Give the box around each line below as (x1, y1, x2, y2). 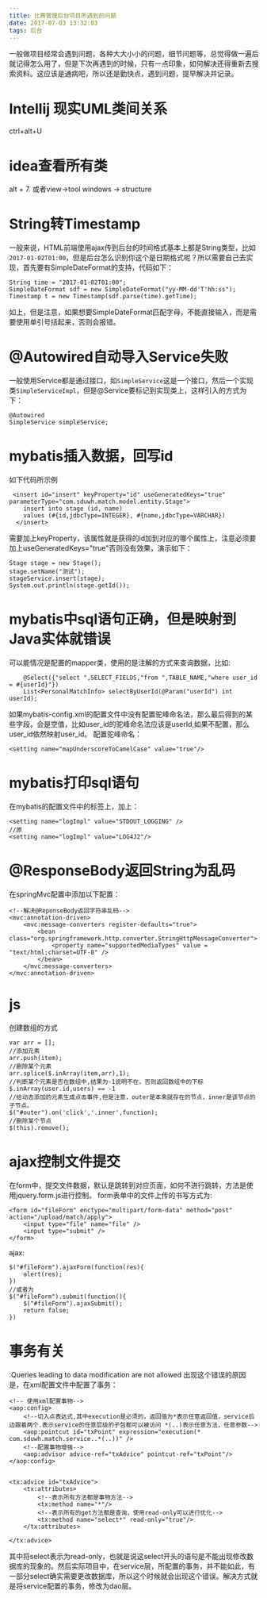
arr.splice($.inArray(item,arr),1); (9, 1069, 130, 1077)
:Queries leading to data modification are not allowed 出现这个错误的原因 (9, 1369, 246, 1379)
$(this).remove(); (9, 1124, 70, 1131)
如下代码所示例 (9, 475, 58, 485)
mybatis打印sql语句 (9, 774, 139, 792)
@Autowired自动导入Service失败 (9, 348, 229, 366)
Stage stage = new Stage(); (9, 559, 102, 567)
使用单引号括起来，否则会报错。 (15, 317, 120, 327)
